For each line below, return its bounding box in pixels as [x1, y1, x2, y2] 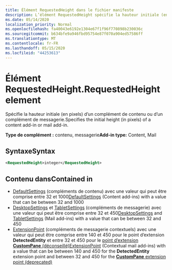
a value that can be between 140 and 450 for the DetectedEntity [12, 248, 150, 254]
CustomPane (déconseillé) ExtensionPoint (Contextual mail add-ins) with [12, 242, 166, 248]
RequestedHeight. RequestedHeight [5, 83, 160, 95]
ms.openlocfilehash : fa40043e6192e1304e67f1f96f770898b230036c [5, 27, 143, 32]
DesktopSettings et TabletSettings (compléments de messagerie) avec [12, 204, 162, 211]
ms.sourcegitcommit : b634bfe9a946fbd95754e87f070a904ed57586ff [5, 31, 143, 36]
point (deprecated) [12, 259, 53, 265]
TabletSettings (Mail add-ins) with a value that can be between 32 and [12, 215, 161, 221]
